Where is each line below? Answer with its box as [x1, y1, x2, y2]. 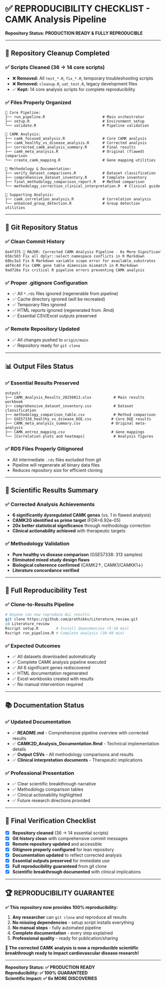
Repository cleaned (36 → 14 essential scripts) [12, 830, 109, 836]
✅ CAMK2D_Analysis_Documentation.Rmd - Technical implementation [12, 740, 160, 746]
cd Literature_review [5, 621, 50, 626]
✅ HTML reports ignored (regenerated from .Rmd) [12, 307, 115, 313]
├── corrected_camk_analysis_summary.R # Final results [5, 144, 136, 150]
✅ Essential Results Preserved [5, 379, 80, 386]
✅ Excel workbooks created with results [12, 676, 94, 682]
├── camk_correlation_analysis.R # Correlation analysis [5, 196, 152, 202]
